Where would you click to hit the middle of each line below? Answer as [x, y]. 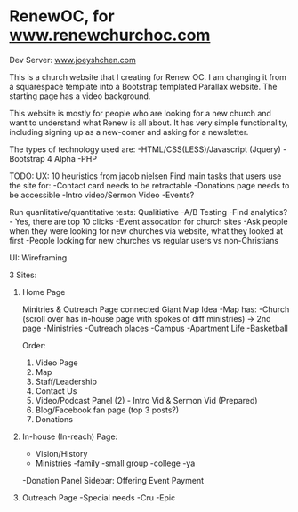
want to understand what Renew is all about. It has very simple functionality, [149, 123]
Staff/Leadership [66, 381]
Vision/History [61, 453]
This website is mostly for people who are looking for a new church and [140, 113]
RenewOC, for [62, 16]
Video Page [56, 363]
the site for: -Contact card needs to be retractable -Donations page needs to [149, 185]
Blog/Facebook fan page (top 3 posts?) [107, 410]
